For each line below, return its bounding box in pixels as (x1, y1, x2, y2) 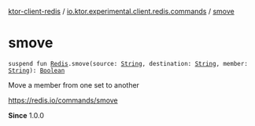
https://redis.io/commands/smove (8, 95, 118, 105)
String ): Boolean (8, 67, 65, 74)
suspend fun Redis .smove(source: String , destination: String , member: (8, 59, 248, 67)
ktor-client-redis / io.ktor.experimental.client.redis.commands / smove (8, 7, 235, 16)
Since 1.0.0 (8, 110, 45, 120)
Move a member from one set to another (8, 80, 140, 89)
